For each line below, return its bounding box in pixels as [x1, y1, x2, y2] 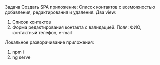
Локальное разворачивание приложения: [5, 39, 94, 45]
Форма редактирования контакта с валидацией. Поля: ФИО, [12, 24, 142, 30]
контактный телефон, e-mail [12, 30, 72, 35]
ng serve [12, 54, 31, 60]
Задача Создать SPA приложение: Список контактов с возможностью [5, 4, 156, 10]
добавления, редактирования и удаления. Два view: [5, 9, 117, 15]
